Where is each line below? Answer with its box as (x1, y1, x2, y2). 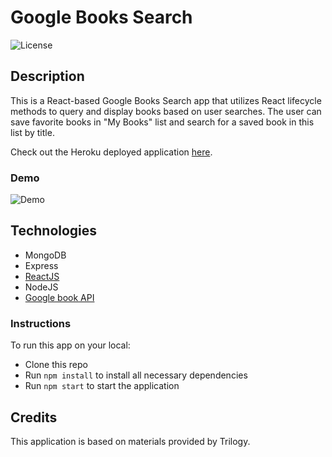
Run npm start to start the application (24, 380, 180, 392)
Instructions (10, 316, 72, 330)
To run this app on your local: (10, 339, 131, 351)
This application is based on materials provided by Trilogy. (10, 435, 251, 447)
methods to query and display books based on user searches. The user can (10, 105, 322, 117)
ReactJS (24, 270, 60, 282)
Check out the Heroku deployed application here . (10, 146, 213, 158)
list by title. (10, 126, 55, 138)
